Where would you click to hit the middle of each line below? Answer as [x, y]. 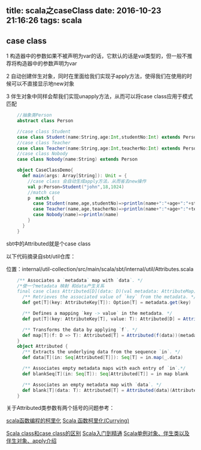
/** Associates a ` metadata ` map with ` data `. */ [80, 280]
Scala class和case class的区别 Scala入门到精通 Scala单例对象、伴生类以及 [98, 433]
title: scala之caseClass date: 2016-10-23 [84, 11]
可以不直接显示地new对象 [43, 84]
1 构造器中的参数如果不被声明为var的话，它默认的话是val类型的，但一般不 [97, 56]
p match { [41, 198]
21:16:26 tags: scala [44, 21]
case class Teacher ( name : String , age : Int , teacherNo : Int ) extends [99, 148]
